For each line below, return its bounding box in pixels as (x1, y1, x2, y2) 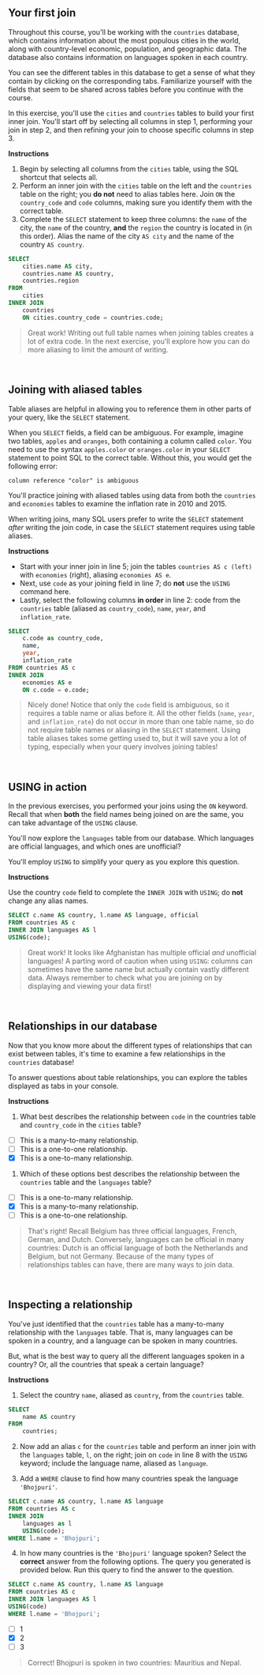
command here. (19, 586, 72, 596)
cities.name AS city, (22, 262, 93, 270)
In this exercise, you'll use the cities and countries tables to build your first (8, 108, 255, 118)
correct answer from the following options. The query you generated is (19, 1556, 251, 1567)
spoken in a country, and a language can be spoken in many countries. (8, 1335, 238, 1346)
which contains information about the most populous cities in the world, (8, 36, 241, 45)
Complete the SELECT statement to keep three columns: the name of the (19, 214, 247, 224)
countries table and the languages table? (19, 1177, 152, 1187)
